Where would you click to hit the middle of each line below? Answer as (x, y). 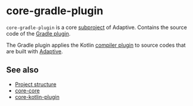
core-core (27, 91)
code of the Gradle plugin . (38, 33)
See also (22, 70)
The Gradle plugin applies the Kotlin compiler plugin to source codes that (96, 45)
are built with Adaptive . (35, 51)
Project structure (36, 84)
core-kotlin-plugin (37, 97)
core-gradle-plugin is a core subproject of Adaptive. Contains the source (96, 27)
